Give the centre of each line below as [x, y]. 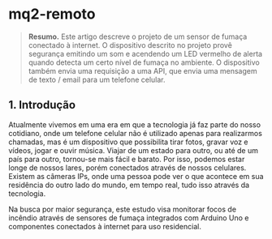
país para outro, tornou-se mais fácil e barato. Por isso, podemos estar [127, 159]
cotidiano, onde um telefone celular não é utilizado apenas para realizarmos [135, 133]
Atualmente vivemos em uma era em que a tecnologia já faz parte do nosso [135, 124]
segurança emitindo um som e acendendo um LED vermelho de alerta [145, 53]
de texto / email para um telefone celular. [97, 79]
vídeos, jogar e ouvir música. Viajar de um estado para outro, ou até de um [133, 150]
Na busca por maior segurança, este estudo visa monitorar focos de [123, 209]
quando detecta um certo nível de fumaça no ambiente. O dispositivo [144, 62]
